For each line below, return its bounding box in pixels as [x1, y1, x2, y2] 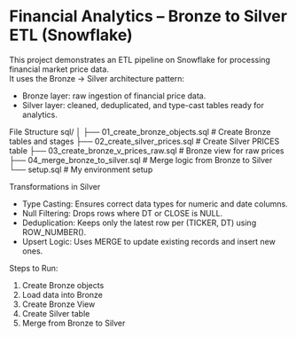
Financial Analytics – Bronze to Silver [9, 6, 288, 27]
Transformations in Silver [9, 181, 101, 192]
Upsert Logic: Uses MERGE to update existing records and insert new [21, 236, 277, 247]
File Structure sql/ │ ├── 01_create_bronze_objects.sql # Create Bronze [9, 126, 271, 137]
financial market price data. [9, 64, 109, 74]
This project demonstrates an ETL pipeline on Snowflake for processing [9, 54, 270, 65]
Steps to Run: [9, 263, 58, 273]
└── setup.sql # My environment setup [9, 164, 153, 175]
